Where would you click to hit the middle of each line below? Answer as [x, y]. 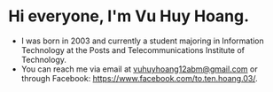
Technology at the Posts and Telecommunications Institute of [133, 50]
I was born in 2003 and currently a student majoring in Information [143, 41]
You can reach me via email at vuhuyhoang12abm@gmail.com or [139, 69]
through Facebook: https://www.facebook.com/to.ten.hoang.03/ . [139, 78]
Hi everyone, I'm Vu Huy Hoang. [129, 16]
